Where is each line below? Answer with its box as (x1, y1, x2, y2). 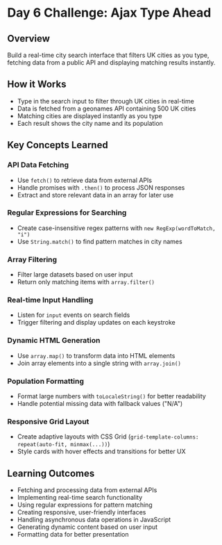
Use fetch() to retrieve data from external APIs (17, 176, 153, 184)
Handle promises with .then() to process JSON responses (17, 183, 185, 192)
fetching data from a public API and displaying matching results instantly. (7, 58, 216, 67)
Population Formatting (7, 376, 85, 386)
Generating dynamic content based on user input (17, 523, 158, 531)
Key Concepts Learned (7, 139, 109, 151)
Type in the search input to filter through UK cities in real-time (17, 97, 194, 105)
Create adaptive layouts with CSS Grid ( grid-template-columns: (17, 432, 199, 441)
